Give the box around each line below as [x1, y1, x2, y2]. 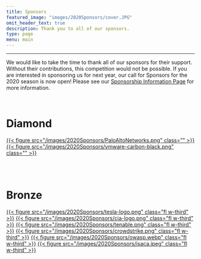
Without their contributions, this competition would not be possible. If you [6, 65, 187, 72]
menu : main [6, 37, 33, 43]
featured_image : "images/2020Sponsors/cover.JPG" [6, 14, 133, 20]
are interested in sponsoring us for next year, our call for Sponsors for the [6, 71, 188, 79]
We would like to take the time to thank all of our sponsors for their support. [6, 59, 193, 66]
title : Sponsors [6, 8, 47, 15]
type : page [6, 31, 33, 37]
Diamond [6, 117, 52, 131]
